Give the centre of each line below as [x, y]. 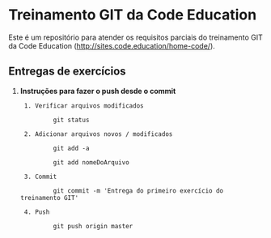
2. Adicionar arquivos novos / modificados [98, 134]
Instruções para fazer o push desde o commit [98, 91]
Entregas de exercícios [68, 72]
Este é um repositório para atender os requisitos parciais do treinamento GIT [135, 37]
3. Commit [40, 176]
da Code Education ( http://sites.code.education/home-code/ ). [112, 45]
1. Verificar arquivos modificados [84, 106]
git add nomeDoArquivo [91, 162]
